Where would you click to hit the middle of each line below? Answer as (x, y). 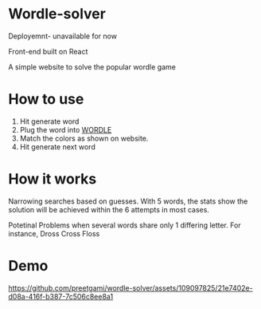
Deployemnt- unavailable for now (63, 36)
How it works (53, 179)
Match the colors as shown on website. (84, 138)
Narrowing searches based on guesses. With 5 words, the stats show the (128, 201)
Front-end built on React (48, 51)
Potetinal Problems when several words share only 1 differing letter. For (125, 225)
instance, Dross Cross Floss (54, 233)
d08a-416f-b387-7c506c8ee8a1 (61, 296)
